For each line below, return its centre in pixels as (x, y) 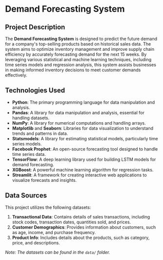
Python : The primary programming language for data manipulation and (83, 102)
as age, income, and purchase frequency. (54, 232)
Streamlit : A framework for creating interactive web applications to (80, 175)
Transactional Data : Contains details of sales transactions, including (81, 217)
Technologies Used (35, 91)
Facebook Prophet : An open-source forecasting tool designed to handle (85, 149)
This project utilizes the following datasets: (48, 207)
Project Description (35, 27)
